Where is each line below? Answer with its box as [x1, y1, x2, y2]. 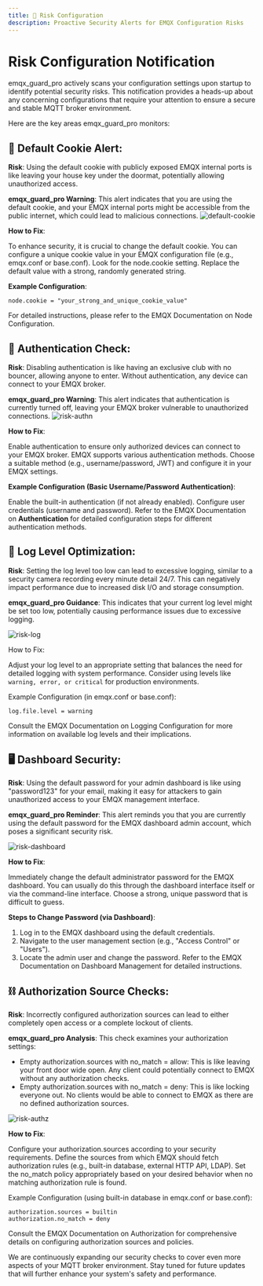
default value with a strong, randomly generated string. [8, 266, 187, 276]
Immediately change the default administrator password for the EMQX [8, 872, 234, 881]
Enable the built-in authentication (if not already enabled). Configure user [8, 497, 246, 507]
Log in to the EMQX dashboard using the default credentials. [19, 928, 215, 937]
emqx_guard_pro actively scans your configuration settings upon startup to [8, 79, 251, 88]
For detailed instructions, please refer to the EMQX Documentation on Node [8, 311, 253, 321]
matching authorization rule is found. [8, 1178, 127, 1187]
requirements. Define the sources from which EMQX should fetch [8, 1152, 219, 1162]
